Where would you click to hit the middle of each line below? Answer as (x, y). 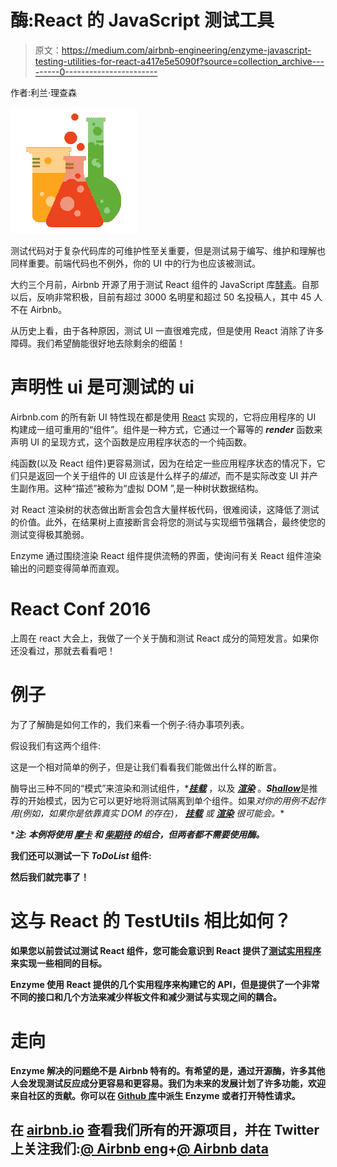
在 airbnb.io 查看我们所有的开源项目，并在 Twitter (165, 1130)
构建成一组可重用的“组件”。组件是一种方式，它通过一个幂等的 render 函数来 (166, 429)
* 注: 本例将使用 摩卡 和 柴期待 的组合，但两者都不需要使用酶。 (137, 834)
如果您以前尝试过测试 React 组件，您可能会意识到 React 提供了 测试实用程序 (166, 950)
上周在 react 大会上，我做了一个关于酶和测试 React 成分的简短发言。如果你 (165, 638)
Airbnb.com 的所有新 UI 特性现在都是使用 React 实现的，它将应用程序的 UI (163, 417)
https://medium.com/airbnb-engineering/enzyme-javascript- (186, 50)
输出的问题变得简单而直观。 (67, 568)
